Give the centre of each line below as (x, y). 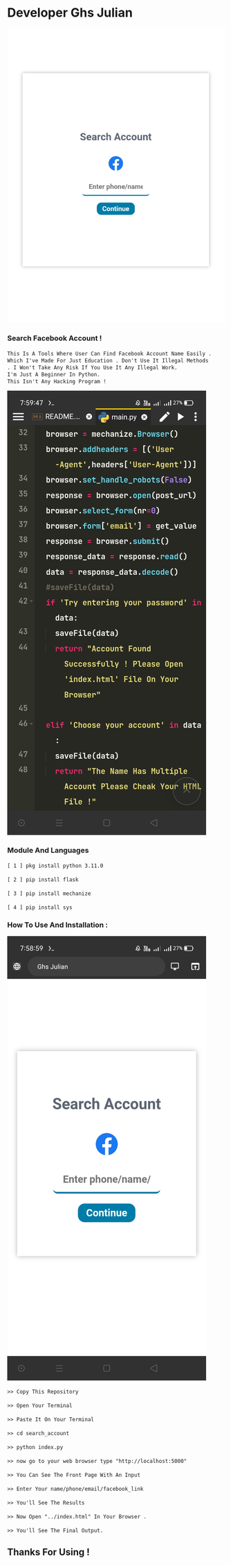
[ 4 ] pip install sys (40, 907)
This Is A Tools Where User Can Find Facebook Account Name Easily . (110, 353)
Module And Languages (48, 851)
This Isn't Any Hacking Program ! (57, 381)
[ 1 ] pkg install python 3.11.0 (55, 866)
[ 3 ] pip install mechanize (49, 894)
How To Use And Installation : (58, 925)
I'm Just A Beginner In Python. (54, 374)
